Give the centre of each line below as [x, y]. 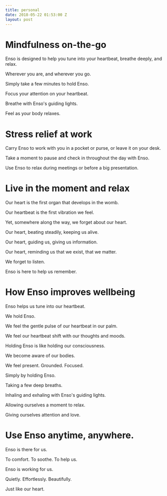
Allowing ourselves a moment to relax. [45, 405]
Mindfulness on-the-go [56, 45]
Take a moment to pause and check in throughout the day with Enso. [77, 158]
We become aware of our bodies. [40, 356]
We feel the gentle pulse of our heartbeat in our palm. [62, 326]
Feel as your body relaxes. [33, 114]
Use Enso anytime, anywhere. [69, 435]
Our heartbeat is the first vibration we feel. [50, 212]
